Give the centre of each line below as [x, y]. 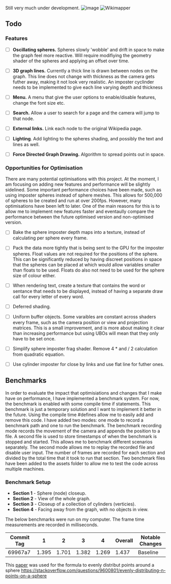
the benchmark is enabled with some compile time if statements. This [78, 404]
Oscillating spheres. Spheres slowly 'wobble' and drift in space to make [88, 50]
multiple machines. [25, 469]
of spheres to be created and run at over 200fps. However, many [73, 201]
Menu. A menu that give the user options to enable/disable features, [84, 97]
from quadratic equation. [39, 354]
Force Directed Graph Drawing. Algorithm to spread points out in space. [89, 154]
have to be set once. [34, 338]
